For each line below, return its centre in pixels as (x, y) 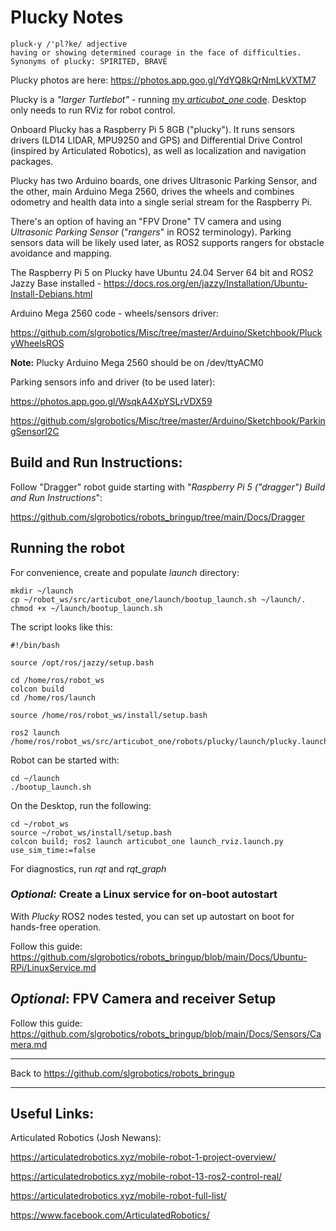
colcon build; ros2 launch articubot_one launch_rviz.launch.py (147, 841)
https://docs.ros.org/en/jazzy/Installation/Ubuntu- (205, 283)
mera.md (29, 1044)
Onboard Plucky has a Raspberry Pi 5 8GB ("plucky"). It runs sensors (152, 129)
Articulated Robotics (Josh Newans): (86, 1138)
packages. (32, 161)
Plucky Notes (67, 17)
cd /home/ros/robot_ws (57, 680)
